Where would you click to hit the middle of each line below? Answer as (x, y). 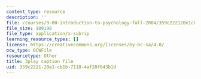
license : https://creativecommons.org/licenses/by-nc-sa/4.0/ (85, 45)
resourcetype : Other (32, 56)
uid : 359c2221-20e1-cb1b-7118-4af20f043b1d (61, 67)
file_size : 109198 (29, 28)
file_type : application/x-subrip (48, 34)
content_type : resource (36, 12)
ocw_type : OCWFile (29, 50)
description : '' (26, 17)
